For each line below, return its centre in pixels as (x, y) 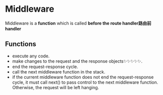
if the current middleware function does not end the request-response (83, 77)
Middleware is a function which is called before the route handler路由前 (78, 23)
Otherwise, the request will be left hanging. (56, 87)
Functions (21, 44)
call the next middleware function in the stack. (59, 71)
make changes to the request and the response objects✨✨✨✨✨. (77, 61)
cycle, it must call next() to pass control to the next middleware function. (85, 82)
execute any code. (31, 56)
